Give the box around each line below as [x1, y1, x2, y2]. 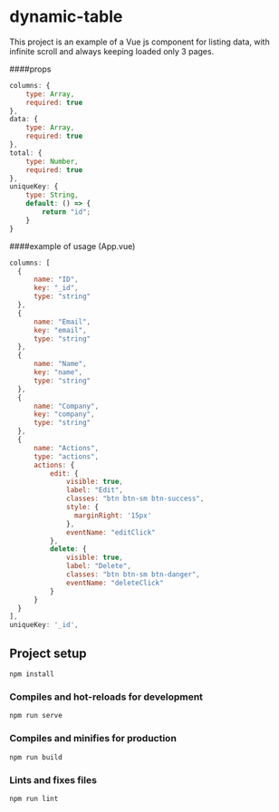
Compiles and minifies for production [9, 732, 177, 745]
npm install [9, 670, 54, 679]
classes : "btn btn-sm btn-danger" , [66, 570, 201, 579]
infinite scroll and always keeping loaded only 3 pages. [9, 45, 215, 56]
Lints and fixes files [9, 773, 98, 786]
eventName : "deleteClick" [66, 578, 165, 587]
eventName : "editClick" [66, 527, 156, 536]
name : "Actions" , [33, 443, 100, 452]
